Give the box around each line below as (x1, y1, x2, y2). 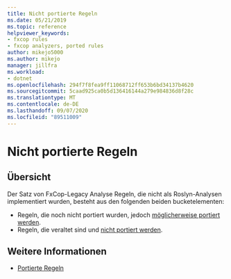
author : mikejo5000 (7, 49, 64, 56)
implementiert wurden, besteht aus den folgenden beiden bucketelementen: (7, 197, 225, 205)
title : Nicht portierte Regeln (7, 10, 98, 17)
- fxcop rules (7, 36, 49, 43)
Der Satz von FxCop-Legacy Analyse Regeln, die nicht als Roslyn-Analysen (7, 189, 222, 198)
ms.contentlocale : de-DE (7, 101, 79, 108)
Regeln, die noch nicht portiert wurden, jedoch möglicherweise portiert (17, 210, 221, 219)
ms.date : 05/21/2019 (7, 17, 67, 24)
